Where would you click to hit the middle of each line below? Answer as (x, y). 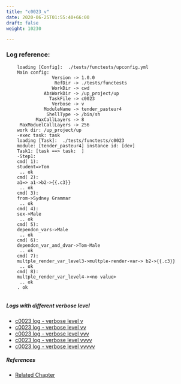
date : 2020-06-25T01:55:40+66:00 (48, 17)
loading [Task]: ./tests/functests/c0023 (71, 140)
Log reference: (28, 55)
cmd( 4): (28, 208)
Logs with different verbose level (48, 306)
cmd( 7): (28, 256)
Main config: (33, 72)
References (21, 360)
